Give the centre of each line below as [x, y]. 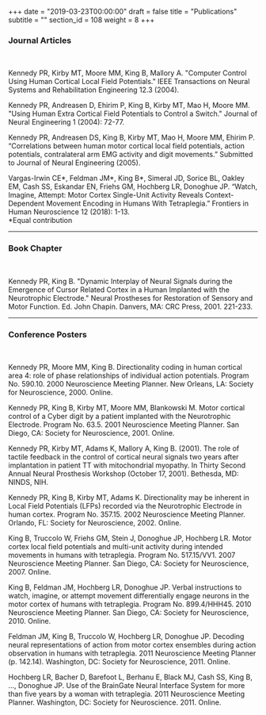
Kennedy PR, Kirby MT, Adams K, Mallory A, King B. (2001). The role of [124, 448]
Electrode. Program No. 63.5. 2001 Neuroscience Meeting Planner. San [124, 425]
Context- [219, 195]
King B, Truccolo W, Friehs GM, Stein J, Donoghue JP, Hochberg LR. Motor [130, 538]
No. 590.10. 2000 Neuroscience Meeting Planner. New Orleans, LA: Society [131, 383]
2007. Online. [30, 571]
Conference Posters [47, 334]
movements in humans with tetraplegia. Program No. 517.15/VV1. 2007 [122, 555]
